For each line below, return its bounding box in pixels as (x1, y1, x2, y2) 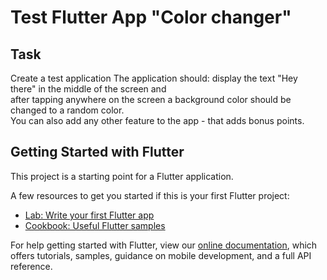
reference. (10, 260, 53, 272)
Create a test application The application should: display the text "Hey (10, 72, 298, 84)
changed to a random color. (10, 104, 125, 116)
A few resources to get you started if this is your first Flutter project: (10, 189, 290, 201)
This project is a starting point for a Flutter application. (10, 170, 234, 182)
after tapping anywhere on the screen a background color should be (10, 94, 292, 105)
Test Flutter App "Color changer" (10, 6, 292, 29)
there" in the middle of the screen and (10, 83, 167, 95)
